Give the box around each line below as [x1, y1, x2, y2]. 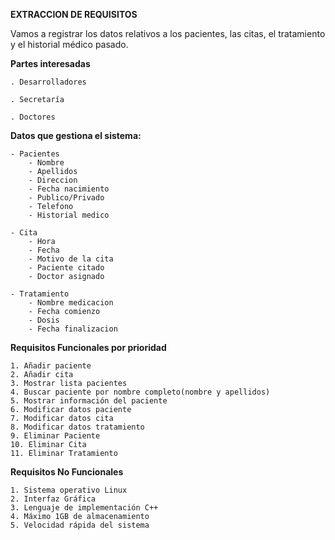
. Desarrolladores [10, 77, 87, 87]
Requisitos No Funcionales [10, 466, 124, 478]
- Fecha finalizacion [28, 324, 118, 334]
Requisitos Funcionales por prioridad [10, 342, 167, 353]
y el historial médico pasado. [10, 39, 129, 50]
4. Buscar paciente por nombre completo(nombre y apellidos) [10, 387, 271, 397]
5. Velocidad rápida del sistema [10, 520, 150, 530]
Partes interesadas [10, 58, 91, 69]
